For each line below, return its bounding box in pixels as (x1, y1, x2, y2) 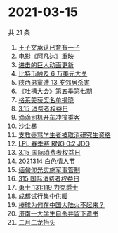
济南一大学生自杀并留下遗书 (18, 209, 99, 218)
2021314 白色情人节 (18, 157, 76, 165)
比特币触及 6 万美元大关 (18, 69, 88, 78)
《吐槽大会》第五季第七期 (18, 87, 93, 95)
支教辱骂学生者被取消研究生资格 (18, 130, 111, 139)
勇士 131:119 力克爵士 (18, 183, 79, 191)
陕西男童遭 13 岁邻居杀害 (18, 78, 91, 86)
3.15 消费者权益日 (18, 104, 69, 113)
